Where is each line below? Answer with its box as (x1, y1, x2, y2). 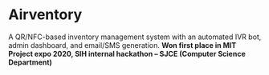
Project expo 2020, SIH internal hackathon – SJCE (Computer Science (8, 49, 247, 58)
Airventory (8, 6, 83, 24)
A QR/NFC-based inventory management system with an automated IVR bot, (8, 32, 262, 41)
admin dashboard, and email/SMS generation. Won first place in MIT (8, 40, 237, 49)
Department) (8, 57, 52, 67)
